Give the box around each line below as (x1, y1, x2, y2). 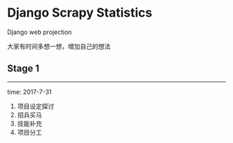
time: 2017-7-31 (7, 87, 52, 96)
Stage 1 (7, 62, 40, 74)
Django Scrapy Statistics (7, 5, 153, 21)
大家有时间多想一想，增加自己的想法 (7, 42, 111, 50)
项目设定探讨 (17, 102, 54, 110)
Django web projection (7, 28, 72, 36)
